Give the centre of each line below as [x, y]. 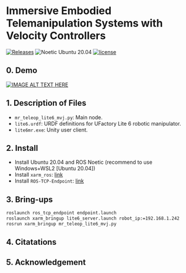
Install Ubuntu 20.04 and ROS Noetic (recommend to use [83, 162]
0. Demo [22, 71]
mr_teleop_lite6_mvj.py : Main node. [58, 117]
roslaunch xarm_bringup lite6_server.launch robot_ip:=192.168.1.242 [93, 218]
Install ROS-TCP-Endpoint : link [49, 181]
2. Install [22, 148]
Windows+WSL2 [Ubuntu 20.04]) [55, 168]
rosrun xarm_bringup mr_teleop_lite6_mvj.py [61, 224]
